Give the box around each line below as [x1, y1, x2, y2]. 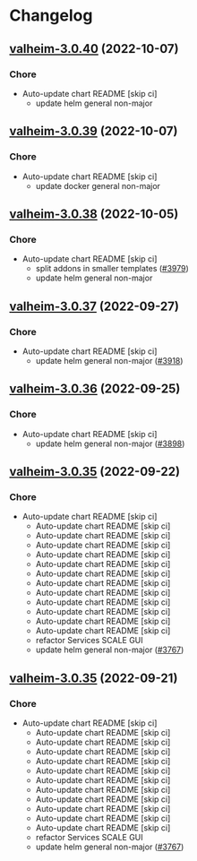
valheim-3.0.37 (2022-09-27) [9, 298, 179, 314]
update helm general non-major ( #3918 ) [35, 355, 184, 366]
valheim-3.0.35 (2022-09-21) [9, 670, 178, 685]
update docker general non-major [35, 180, 161, 191]
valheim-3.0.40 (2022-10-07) [9, 41, 179, 56]
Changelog [9, 5, 93, 26]
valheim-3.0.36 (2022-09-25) [9, 382, 181, 397]
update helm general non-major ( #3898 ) [35, 438, 185, 449]
